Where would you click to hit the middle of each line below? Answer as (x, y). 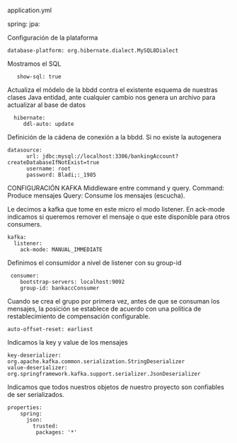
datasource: (25, 150)
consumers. (25, 224)
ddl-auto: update (48, 124)
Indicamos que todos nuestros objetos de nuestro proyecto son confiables (116, 387)
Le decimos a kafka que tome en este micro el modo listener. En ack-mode (116, 209)
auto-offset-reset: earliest (50, 329)
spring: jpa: (24, 24)
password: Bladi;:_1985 (61, 175)
